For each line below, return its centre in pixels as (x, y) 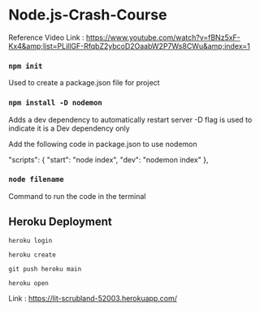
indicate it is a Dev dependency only (69, 128)
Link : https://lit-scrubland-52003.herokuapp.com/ (93, 298)
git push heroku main (45, 269)
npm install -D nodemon (56, 103)
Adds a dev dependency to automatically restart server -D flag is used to (130, 119)
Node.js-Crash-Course (88, 15)
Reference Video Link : (46, 37)
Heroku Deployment (60, 222)
